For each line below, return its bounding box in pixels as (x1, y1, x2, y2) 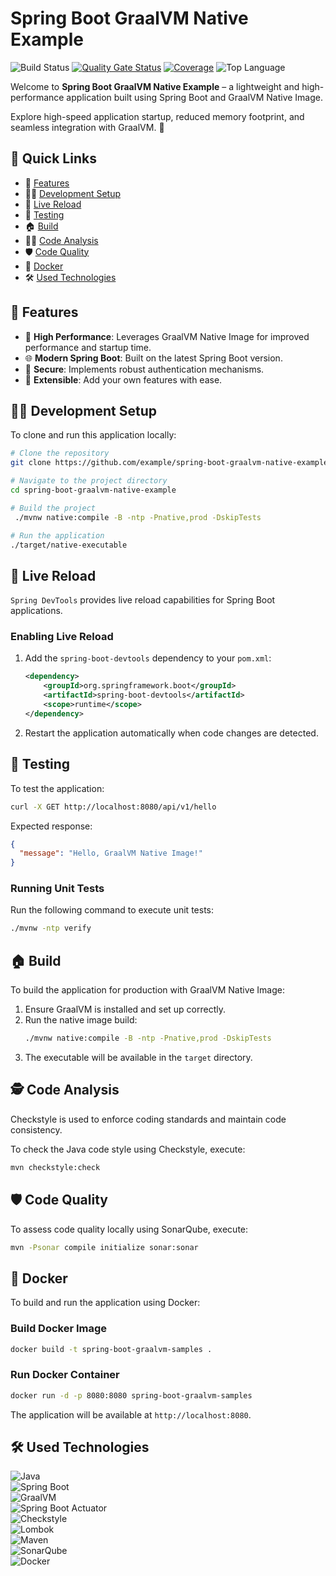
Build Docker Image (10, 1322, 108, 1336)
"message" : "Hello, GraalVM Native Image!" (19, 848, 203, 859)
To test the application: (10, 782, 105, 794)
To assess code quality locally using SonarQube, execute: (10, 1223, 249, 1235)
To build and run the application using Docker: (10, 1297, 201, 1309)
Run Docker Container (10, 1368, 120, 1382)
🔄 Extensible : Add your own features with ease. (24, 373, 223, 386)
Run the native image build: (24, 1014, 138, 1026)
